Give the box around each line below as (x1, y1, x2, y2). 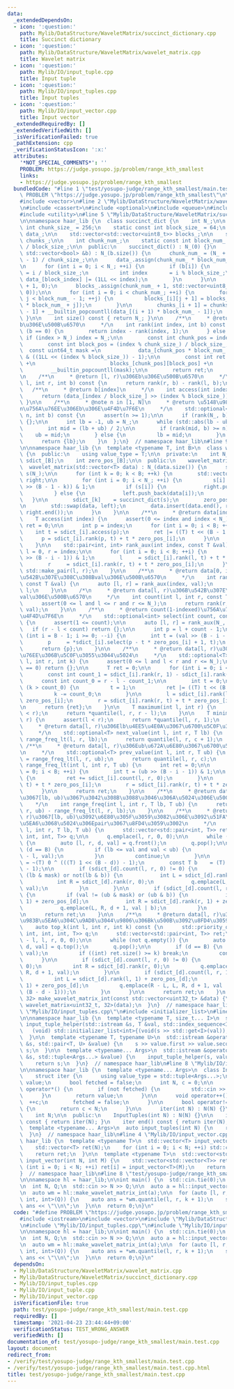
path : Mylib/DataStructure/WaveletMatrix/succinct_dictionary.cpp (19, 29, 217, 37)
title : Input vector (19, 114, 79, 121)
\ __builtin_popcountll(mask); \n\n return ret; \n (19, 367, 214, 374)
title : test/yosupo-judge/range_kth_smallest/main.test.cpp (7, 1371, 186, 1378)
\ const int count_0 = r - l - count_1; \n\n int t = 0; (19, 677, 223, 684)
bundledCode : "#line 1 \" (13, 185, 89, 192)
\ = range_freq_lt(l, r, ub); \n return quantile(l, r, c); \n (19, 755, 217, 762)
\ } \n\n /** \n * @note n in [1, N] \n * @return (19, 399, 195, 406)
